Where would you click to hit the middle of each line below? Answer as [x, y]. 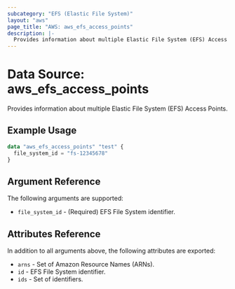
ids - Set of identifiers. [50, 279]
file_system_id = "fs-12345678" [61, 153]
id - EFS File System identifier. [61, 272]
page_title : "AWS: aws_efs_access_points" [70, 27]
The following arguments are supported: [66, 198]
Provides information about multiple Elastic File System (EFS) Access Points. [117, 108]
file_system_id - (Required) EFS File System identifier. [96, 212]
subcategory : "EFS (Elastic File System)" [70, 14]
